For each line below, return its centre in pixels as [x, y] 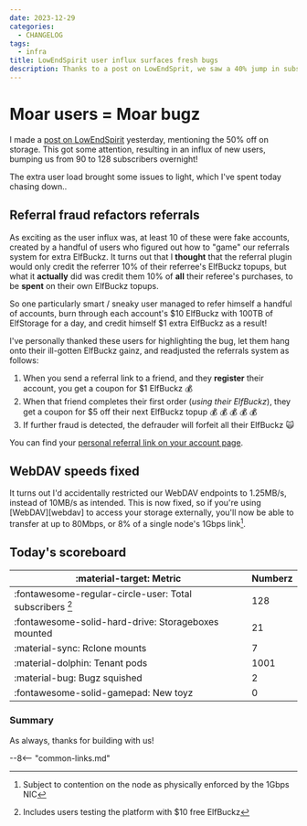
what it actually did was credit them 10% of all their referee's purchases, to [152, 276]
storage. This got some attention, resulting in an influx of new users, [138, 149]
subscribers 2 [43, 606]
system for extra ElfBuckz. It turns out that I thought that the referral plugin [151, 256]
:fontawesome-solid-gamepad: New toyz [104, 693]
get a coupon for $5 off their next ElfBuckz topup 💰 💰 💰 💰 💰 [140, 412]
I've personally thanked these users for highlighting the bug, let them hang [150, 340]
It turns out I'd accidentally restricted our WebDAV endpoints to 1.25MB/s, [148, 493]
